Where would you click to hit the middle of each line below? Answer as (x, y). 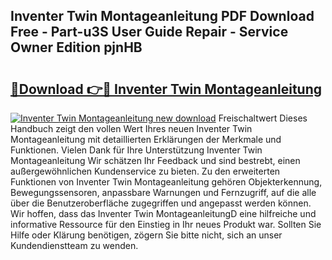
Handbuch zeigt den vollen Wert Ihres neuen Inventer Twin (131, 128)
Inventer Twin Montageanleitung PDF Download (162, 16)
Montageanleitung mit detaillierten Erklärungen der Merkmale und (146, 139)
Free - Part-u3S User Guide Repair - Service (149, 32)
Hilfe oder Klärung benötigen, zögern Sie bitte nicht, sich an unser (146, 235)
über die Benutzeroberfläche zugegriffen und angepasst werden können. (161, 203)
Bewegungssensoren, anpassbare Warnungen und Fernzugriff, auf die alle (163, 192)
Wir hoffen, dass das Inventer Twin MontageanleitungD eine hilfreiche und (163, 213)
